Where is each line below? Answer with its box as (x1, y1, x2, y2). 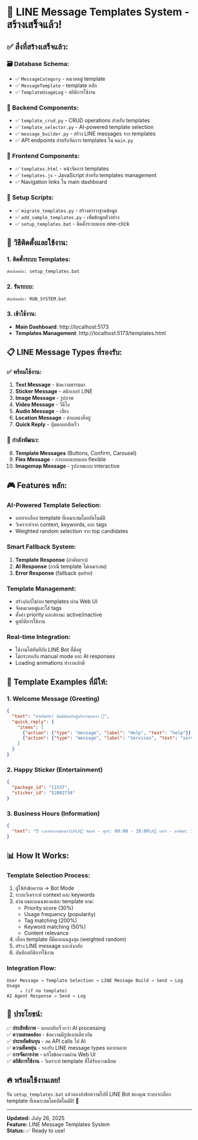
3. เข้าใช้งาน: (6, 310, 37, 318)
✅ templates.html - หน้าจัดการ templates (15, 165, 109, 173)
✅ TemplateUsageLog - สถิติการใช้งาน (15, 88, 96, 95)
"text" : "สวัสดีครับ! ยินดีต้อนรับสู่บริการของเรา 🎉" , (12, 713, 110, 719)
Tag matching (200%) (24, 917, 78, 924)
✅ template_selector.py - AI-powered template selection (15, 124, 154, 131)
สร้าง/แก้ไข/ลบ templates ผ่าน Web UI (15, 598, 98, 605)
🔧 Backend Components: (6, 103, 79, 111)
